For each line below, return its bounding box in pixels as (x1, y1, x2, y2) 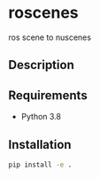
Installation (8, 136, 72, 152)
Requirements (8, 88, 88, 103)
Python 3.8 (20, 112, 61, 122)
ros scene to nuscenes (8, 32, 92, 43)
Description (8, 58, 74, 73)
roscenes (8, 3, 79, 23)
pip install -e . (8, 160, 73, 169)
